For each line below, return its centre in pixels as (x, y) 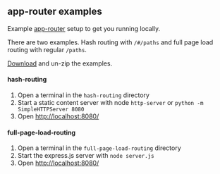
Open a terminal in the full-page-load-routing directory (99, 148)
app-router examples (55, 12)
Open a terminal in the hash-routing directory (84, 95)
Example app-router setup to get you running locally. (84, 28)
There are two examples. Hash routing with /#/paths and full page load (110, 42)
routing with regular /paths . (47, 49)
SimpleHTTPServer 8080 (51, 110)
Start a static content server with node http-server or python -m (110, 103)
